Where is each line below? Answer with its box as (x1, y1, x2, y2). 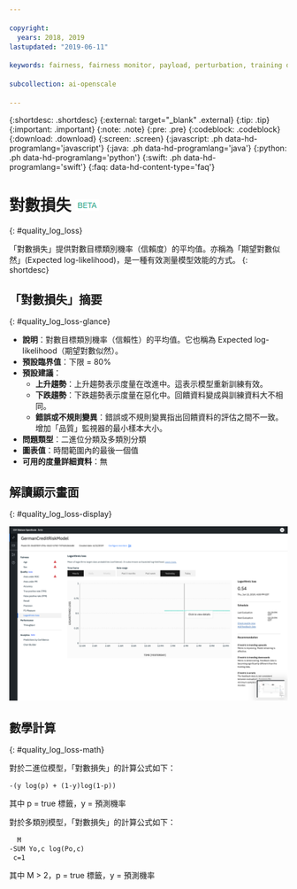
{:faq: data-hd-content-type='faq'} (88, 161, 215, 172)
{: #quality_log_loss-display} (9, 509, 112, 520)
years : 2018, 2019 (17, 33, 86, 42)
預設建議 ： (21, 367, 62, 378)
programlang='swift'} (9, 161, 87, 172)
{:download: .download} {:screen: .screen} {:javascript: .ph (9, 133, 224, 143)
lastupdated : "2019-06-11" (9, 43, 109, 51)
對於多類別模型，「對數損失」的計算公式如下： (9, 817, 176, 827)
